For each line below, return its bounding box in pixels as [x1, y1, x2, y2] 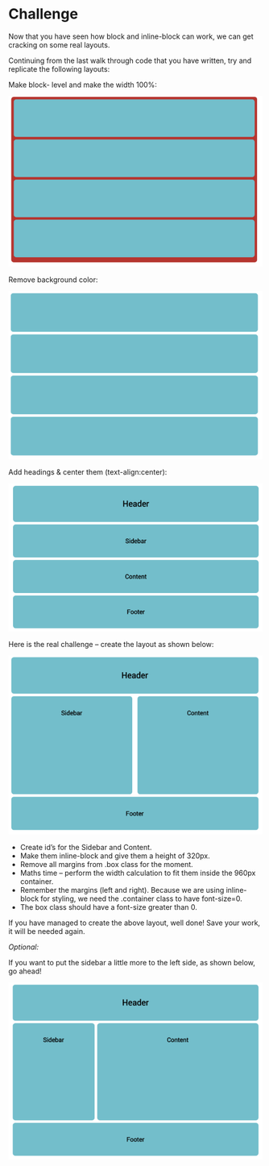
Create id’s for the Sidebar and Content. [19, 842, 152, 852]
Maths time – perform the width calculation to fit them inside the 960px [19, 868, 256, 878]
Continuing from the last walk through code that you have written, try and [8, 56, 252, 65]
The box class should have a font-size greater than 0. [19, 902, 197, 911]
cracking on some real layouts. [8, 39, 110, 49]
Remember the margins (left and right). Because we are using [19, 885, 225, 894]
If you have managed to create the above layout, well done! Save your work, [8, 918, 260, 927]
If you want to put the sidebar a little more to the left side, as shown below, [8, 957, 255, 967]
